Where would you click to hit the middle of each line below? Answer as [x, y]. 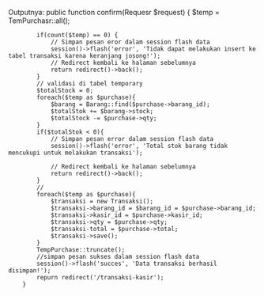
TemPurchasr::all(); [39, 21]
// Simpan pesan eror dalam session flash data [130, 42]
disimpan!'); [30, 271]
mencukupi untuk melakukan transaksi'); [76, 153]
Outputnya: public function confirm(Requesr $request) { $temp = [114, 12]
